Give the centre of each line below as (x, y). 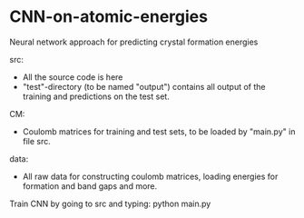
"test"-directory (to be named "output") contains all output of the (144, 86)
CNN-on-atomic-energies (109, 17)
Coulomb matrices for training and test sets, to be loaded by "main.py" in (159, 131)
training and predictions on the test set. (96, 96)
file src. (37, 141)
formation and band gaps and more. (90, 186)
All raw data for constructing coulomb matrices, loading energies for (150, 176)
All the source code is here (73, 77)
